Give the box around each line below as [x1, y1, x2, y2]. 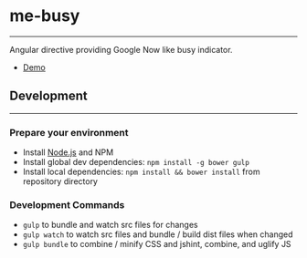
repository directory [22, 176, 99, 187]
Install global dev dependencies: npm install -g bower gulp [22, 157, 249, 168]
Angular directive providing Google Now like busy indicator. [9, 44, 233, 55]
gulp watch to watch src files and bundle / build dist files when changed [22, 229, 294, 240]
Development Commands [9, 198, 125, 211]
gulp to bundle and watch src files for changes [22, 220, 198, 231]
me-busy [9, 5, 80, 26]
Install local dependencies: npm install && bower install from [22, 166, 260, 178]
